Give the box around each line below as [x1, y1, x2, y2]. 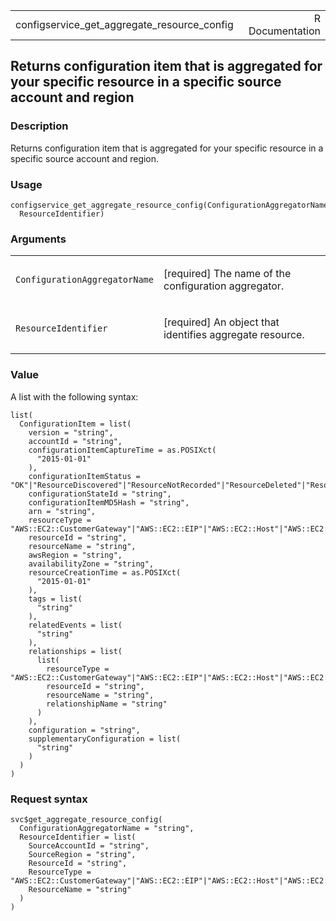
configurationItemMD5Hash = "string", [28, 497, 190, 508]
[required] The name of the [163, 267, 292, 281]
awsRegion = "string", [28, 550, 123, 560]
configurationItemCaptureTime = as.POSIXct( [28, 445, 217, 455]
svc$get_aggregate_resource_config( [10, 814, 163, 824]
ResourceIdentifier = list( [19, 832, 137, 842]
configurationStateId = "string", [28, 489, 172, 499]
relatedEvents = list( [28, 620, 123, 630]
